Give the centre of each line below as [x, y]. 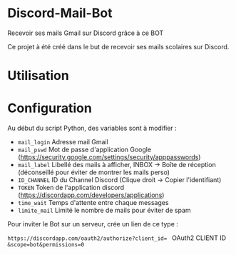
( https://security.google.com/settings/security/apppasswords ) [109, 157]
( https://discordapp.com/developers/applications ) [91, 195]
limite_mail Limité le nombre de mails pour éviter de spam [104, 210]
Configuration [50, 108]
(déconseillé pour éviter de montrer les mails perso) [93, 172]
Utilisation [38, 76]
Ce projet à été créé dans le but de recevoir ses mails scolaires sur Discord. [118, 46]
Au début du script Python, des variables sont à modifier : [92, 128]
